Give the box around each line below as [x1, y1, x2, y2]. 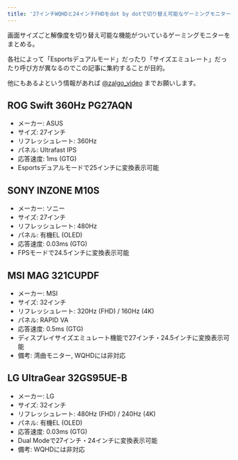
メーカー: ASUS [17, 119, 64, 128]
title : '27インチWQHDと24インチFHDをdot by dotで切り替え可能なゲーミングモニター [7, 10, 232, 18]
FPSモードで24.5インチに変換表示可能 [17, 249, 130, 257]
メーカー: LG [17, 391, 55, 400]
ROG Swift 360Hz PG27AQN [7, 100, 132, 112]
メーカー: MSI [17, 289, 58, 298]
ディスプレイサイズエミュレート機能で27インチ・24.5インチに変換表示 [17, 334, 224, 342]
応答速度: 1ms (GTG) [17, 155, 77, 163]
